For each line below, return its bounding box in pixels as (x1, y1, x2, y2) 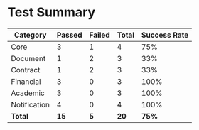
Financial (11, 76, 41, 86)
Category (14, 30, 47, 40)
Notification (11, 99, 50, 109)
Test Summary (7, 4, 96, 21)
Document (11, 53, 46, 63)
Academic (11, 88, 45, 98)
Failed (89, 30, 110, 40)
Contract (11, 65, 41, 75)
